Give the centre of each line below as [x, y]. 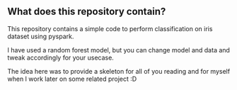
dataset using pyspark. [41, 36]
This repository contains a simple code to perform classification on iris [110, 28]
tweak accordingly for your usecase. [61, 57]
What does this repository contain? [87, 12]
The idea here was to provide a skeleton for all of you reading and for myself [119, 71]
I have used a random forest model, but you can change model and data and [118, 50]
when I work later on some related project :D [72, 79]
